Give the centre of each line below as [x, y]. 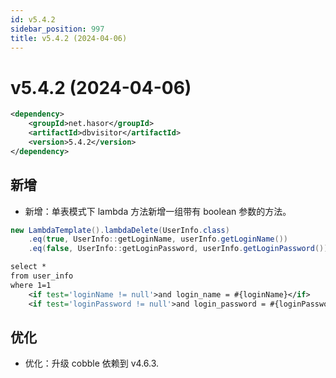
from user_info [42, 276]
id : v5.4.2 [33, 19]
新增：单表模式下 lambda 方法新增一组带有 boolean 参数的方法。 [158, 211]
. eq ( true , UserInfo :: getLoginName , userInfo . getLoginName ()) [158, 239]
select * [28, 267]
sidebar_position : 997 [57, 29]
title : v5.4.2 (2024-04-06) [69, 38]
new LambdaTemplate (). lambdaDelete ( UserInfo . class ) [120, 230]
